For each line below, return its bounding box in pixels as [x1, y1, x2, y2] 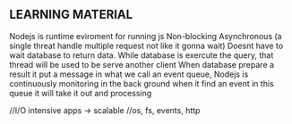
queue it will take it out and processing [9, 87, 152, 98]
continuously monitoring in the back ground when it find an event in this [9, 78, 275, 88]
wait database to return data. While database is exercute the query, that [9, 49, 274, 61]
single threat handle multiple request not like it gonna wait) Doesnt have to [9, 40, 284, 51]
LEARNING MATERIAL [9, 7, 133, 22]
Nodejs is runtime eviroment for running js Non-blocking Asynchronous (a [9, 30, 282, 41]
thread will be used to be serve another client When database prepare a [9, 59, 275, 70]
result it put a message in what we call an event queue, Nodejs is [9, 69, 249, 79]
